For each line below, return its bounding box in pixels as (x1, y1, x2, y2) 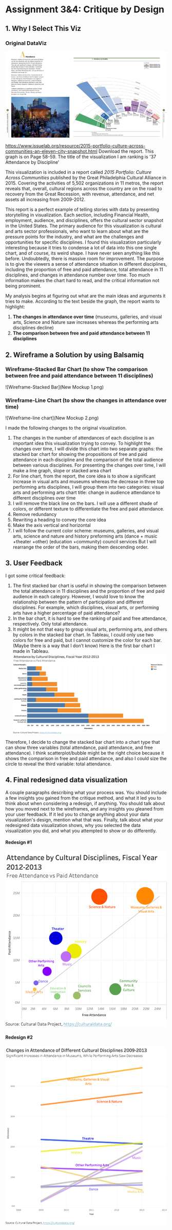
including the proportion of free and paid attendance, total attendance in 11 (5, 266, 163, 273)
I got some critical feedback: (5, 572, 66, 579)
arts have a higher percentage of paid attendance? (12, 610, 120, 616)
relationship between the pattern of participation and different (12, 599, 144, 605)
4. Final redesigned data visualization (5, 776, 128, 784)
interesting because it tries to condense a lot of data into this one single (5, 245, 157, 251)
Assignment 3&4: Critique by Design (5, 4, 165, 15)
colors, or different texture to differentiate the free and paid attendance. (12, 506, 164, 512)
